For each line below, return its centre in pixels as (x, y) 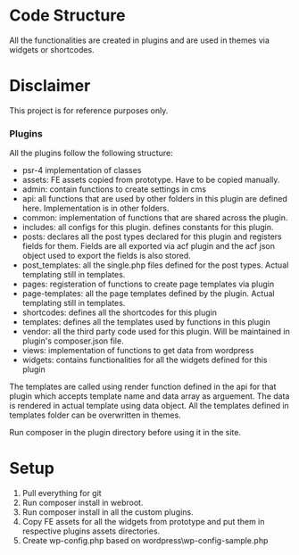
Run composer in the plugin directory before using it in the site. (125, 433)
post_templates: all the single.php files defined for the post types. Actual (155, 265)
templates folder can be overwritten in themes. (95, 415)
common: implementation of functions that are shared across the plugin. (155, 218)
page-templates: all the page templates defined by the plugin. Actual (148, 294)
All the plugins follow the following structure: (91, 153)
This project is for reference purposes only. (89, 110)
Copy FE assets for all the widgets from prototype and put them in (143, 522)
